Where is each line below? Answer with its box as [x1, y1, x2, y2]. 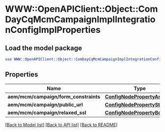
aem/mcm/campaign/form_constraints [7, 93, 101, 100]
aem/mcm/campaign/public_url [7, 101, 83, 108]
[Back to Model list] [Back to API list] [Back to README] [5, 122, 118, 128]
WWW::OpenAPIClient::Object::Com [5, 3, 158, 15]
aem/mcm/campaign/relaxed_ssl [7, 109, 87, 116]
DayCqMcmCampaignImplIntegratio [5, 14, 156, 25]
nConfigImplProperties [5, 25, 101, 35]
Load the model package [5, 44, 82, 52]
